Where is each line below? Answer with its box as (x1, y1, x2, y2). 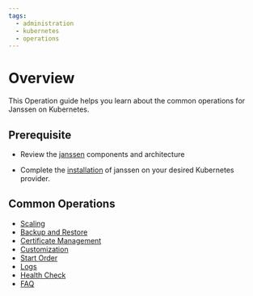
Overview (8, 70, 75, 87)
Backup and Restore (19, 227, 88, 237)
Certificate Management (19, 235, 102, 245)
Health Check (19, 270, 66, 280)
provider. (19, 174, 50, 183)
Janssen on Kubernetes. (8, 104, 90, 114)
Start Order (19, 252, 58, 263)
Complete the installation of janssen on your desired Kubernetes (19, 165, 234, 175)
